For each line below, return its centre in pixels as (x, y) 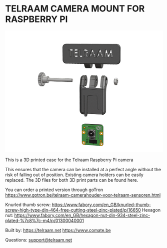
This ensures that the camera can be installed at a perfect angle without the (83, 170)
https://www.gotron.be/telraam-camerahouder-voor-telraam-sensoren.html (83, 195)
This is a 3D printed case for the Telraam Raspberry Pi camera (69, 160)
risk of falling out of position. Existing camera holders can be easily (74, 175)
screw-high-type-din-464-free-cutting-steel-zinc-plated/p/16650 (73, 210)
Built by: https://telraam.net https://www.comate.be (58, 231)
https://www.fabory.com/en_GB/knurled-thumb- (101, 205)
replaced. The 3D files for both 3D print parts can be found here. (72, 180)
